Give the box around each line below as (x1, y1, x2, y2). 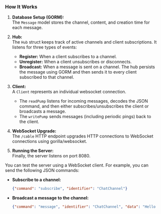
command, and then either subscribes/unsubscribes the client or (19, 103, 149, 109)
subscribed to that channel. (19, 74, 74, 80)
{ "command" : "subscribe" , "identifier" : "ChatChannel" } (12, 186, 128, 191)
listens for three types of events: (12, 45, 77, 50)
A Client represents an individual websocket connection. (12, 89, 127, 95)
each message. (12, 25, 43, 31)
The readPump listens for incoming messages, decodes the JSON (19, 98, 148, 104)
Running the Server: (12, 148, 54, 153)
